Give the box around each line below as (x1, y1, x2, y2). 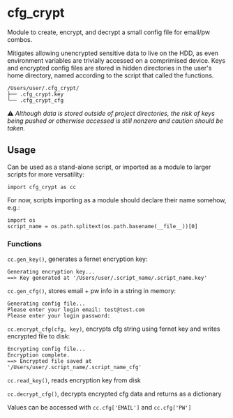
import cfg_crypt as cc (7, 184, 77, 191)
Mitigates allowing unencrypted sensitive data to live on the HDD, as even (7, 49, 218, 57)
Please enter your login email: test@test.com (7, 306, 145, 313)
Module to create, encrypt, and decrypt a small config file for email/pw (7, 28, 211, 36)
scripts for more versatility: (7, 170, 85, 179)
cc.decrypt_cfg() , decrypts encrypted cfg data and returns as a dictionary (7, 389, 222, 398)
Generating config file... (7, 300, 86, 308)
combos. (7, 35, 33, 43)
